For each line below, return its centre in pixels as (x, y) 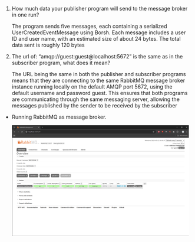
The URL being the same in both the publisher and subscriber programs (99, 74)
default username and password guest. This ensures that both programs (100, 93)
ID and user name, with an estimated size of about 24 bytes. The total (96, 39)
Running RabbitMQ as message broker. (59, 117)
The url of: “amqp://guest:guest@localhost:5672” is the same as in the (97, 56)
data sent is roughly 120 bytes (48, 45)
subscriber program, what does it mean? (61, 63)
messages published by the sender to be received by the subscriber (95, 105)
